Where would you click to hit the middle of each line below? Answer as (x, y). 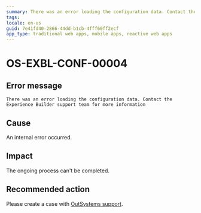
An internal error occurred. (39, 137)
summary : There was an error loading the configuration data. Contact (96, 12)
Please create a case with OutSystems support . (65, 203)
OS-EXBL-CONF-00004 (67, 64)
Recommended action (48, 189)
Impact (19, 156)
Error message (34, 85)
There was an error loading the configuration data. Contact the (89, 99)
